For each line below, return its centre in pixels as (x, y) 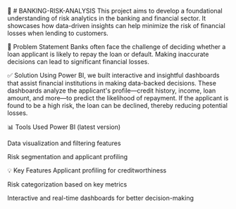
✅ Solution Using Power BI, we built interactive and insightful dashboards (113, 75)
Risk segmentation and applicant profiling (68, 157)
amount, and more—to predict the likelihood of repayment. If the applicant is (118, 98)
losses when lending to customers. (58, 33)
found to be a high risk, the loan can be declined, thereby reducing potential (117, 106)
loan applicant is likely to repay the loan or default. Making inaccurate (108, 54)
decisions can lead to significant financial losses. (79, 62)
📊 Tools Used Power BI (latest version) (64, 127)
